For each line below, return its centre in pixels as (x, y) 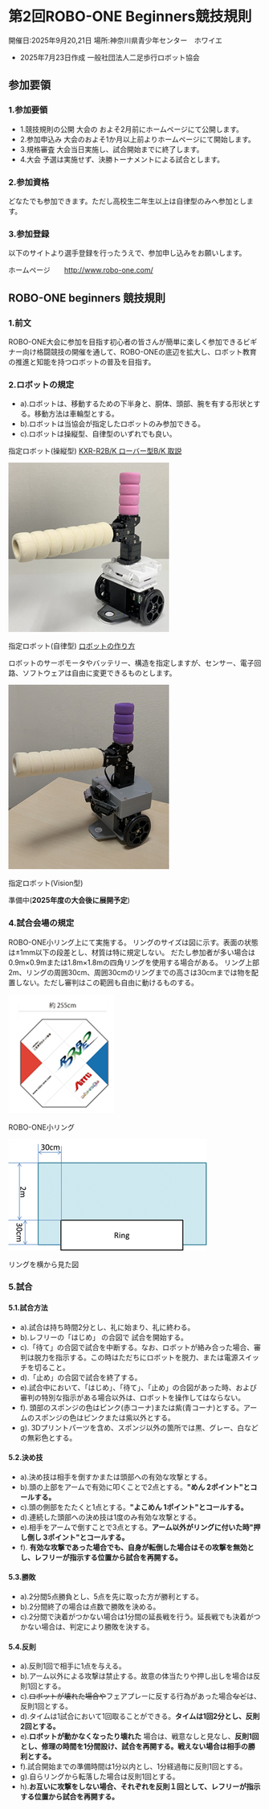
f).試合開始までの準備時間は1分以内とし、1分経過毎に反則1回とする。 (133, 1766)
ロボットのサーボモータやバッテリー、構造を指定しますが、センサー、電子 (131, 663)
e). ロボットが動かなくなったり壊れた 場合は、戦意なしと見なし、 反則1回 (139, 1737)
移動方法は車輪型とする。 (76, 414)
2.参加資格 (29, 182)
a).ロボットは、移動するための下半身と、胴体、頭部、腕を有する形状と (137, 404)
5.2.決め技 (26, 1458)
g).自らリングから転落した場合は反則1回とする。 (100, 1777)
